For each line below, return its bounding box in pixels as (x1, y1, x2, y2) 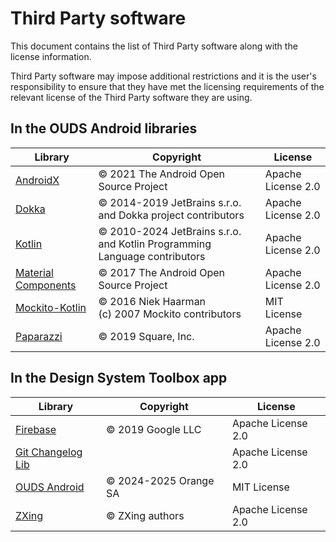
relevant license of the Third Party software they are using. (10, 91, 253, 103)
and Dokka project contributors (98, 208, 245, 222)
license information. (10, 50, 92, 62)
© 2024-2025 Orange (106, 473, 215, 487)
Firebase (15, 422, 57, 436)
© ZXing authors (106, 508, 185, 522)
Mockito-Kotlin (15, 300, 87, 314)
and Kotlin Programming (98, 237, 212, 251)
